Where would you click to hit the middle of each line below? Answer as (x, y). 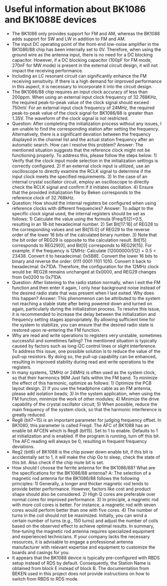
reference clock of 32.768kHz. (43, 197)
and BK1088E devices (51, 20)
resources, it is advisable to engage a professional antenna (72, 542)
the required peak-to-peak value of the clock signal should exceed (80, 102)
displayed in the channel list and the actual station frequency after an (83, 139)
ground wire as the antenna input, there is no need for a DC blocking (82, 55)
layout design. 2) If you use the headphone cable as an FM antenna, (82, 388)
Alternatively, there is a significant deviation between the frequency (81, 134)
